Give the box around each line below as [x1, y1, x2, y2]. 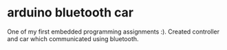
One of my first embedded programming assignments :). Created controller [7, 27, 220, 36]
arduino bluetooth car [7, 5, 134, 21]
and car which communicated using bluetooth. [7, 34, 139, 42]
